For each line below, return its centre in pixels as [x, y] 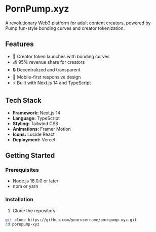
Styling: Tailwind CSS [35, 123]
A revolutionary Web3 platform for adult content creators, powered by [78, 23]
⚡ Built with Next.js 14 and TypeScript [52, 83]
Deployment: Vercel [34, 139]
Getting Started [30, 155]
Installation [19, 200]
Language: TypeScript [36, 118]
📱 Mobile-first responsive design [47, 77]
